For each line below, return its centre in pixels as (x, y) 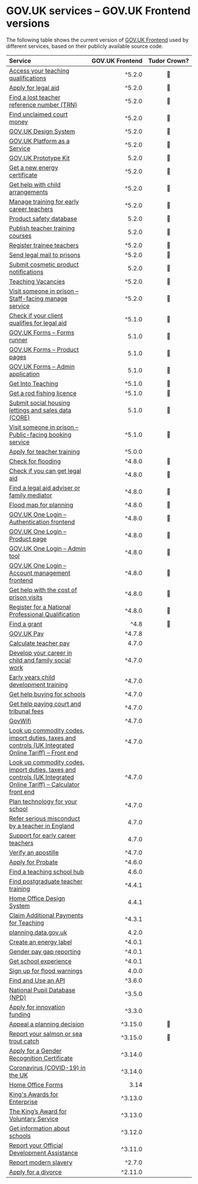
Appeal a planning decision (47, 1024)
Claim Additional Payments (46, 915)
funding (20, 1014)
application (24, 374)
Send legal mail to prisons (45, 254)
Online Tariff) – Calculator (44, 784)
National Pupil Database (42, 990)
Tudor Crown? (169, 60)
